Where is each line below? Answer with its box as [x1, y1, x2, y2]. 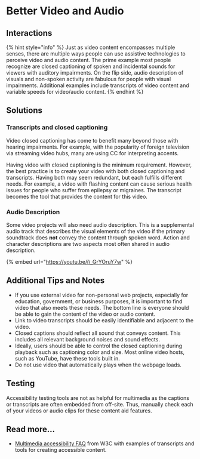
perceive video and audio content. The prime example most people [6, 57, 171, 63]
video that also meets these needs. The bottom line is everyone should [14, 304, 189, 311]
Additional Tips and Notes [6, 276, 105, 286]
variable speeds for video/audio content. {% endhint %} [6, 88, 144, 95]
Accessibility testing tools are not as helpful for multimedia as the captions [6, 394, 190, 401]
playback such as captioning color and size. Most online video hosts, [14, 348, 185, 356]
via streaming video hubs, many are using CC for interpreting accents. [6, 149, 179, 156]
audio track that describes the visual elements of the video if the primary [6, 227, 185, 235]
